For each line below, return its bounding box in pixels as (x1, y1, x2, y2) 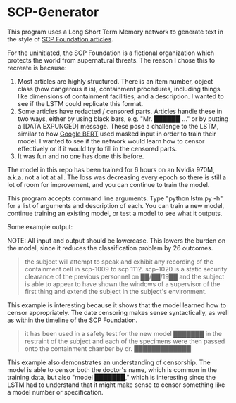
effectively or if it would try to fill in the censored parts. (17, 144, 178, 153)
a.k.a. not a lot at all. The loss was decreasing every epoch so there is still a (7, 173, 227, 181)
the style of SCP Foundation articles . (7, 34, 114, 43)
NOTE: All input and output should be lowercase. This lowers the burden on (7, 236, 226, 245)
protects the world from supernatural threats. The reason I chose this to (7, 56, 216, 64)
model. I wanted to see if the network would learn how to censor (17, 136, 205, 145)
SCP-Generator (7, 4, 99, 20)
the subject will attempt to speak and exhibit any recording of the (24, 257, 213, 266)
